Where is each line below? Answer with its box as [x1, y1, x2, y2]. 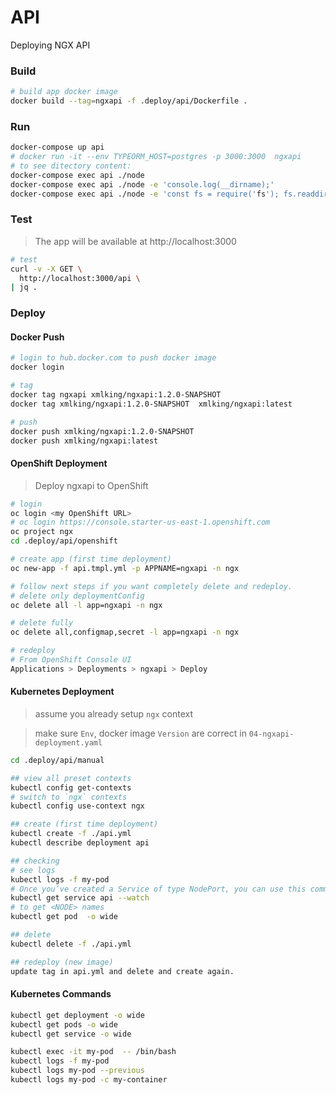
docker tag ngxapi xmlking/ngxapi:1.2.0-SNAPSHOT [10, 390, 222, 400]
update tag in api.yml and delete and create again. [10, 966, 235, 976]
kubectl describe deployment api [10, 838, 150, 848]
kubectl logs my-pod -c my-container [10, 1075, 168, 1085]
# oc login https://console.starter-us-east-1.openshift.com [10, 517, 271, 528]
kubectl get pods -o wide [10, 1019, 118, 1030]
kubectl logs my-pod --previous [10, 1066, 145, 1076]
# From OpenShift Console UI [10, 655, 132, 665]
